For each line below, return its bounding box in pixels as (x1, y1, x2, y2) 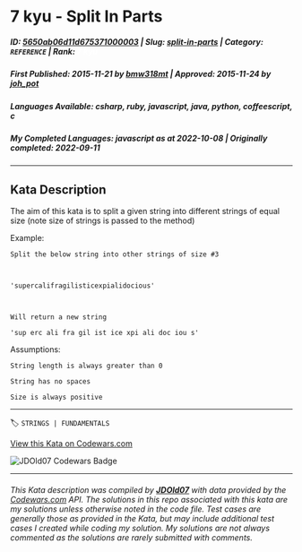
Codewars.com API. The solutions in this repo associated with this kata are (10, 494, 289, 505)
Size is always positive (10, 392, 103, 402)
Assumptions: (10, 344, 61, 355)
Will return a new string (10, 313, 107, 322)
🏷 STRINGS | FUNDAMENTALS (10, 418, 110, 428)
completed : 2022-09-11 (10, 142, 101, 153)
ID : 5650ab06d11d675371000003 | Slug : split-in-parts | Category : (10, 36, 263, 47)
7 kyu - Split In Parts (10, 6, 163, 27)
